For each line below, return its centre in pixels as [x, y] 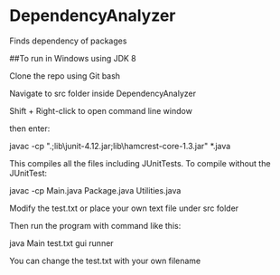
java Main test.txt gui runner [62, 243]
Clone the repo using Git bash [65, 76]
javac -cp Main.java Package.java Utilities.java [95, 190]
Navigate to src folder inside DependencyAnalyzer [103, 93]
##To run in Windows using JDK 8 [73, 58]
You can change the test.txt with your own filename [105, 261]
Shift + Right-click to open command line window [101, 110]
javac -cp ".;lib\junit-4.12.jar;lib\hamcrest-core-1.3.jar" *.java [120, 146]
